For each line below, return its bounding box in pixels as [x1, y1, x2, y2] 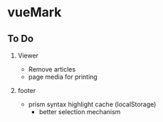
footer [17, 87, 36, 94]
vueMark [7, 4, 62, 21]
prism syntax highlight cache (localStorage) [28, 100, 157, 109]
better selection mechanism [38, 108, 121, 116]
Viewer [17, 51, 39, 60]
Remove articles [28, 65, 76, 73]
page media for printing [28, 72, 98, 81]
